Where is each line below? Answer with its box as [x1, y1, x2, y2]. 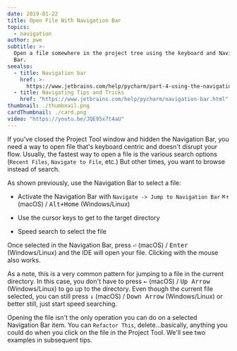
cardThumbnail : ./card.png [7, 109, 87, 116]
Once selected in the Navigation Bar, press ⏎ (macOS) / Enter [7, 241, 188, 249]
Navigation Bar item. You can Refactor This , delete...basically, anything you [7, 321, 228, 329]
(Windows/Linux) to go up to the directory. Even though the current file [7, 284, 214, 293]
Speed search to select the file [17, 227, 107, 235]
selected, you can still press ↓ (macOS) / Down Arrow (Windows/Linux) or [7, 292, 224, 300]
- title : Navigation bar [13, 69, 87, 76]
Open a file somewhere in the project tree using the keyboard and [13, 50, 217, 57]
